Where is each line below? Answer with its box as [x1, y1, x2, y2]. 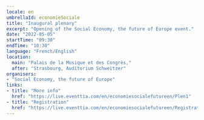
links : [6, 82, 23, 88]
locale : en [6, 8, 34, 15]
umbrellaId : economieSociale [6, 15, 80, 21]
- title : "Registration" [6, 99, 69, 105]
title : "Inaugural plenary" [6, 20, 78, 26]
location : [6, 54, 32, 60]
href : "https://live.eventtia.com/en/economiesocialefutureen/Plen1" [12, 93, 191, 99]
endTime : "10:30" [6, 43, 50, 49]
